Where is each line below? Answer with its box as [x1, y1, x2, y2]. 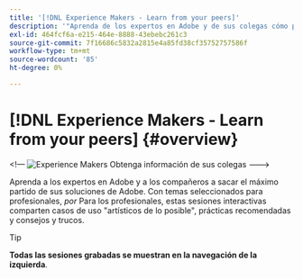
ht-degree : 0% [9, 64, 63, 73]
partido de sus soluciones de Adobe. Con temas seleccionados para [9, 185, 263, 196]
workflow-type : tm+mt [9, 47, 91, 56]
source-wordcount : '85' [9, 55, 99, 64]
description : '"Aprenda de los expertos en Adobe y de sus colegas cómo [9, 22, 289, 31]
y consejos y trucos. [9, 214, 85, 225]
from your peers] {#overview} [9, 130, 239, 149]
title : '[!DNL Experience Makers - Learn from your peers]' [9, 13, 241, 22]
